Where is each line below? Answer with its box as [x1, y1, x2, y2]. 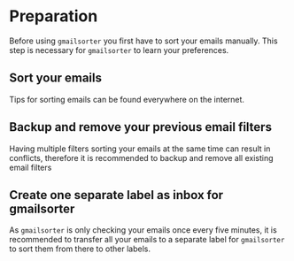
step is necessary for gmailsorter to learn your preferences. [9, 44, 229, 55]
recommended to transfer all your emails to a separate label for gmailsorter [9, 234, 285, 245]
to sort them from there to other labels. [9, 243, 151, 254]
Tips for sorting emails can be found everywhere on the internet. [9, 94, 245, 104]
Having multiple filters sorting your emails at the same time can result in [9, 143, 271, 154]
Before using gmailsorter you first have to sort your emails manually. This [9, 35, 278, 46]
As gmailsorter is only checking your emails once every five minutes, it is [9, 225, 277, 235]
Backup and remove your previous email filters [9, 119, 273, 134]
